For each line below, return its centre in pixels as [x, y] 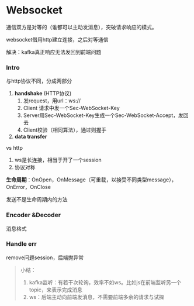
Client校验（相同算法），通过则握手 [65, 130]
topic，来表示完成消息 [56, 290]
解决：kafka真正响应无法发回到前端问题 [54, 52]
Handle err [21, 244]
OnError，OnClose [29, 187]
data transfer [31, 137]
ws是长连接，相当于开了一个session [58, 160]
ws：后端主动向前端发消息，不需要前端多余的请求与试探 [97, 297]
